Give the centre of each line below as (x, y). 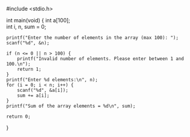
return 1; (29, 69)
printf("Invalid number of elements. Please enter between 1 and (101, 59)
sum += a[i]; (33, 96)
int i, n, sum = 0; (26, 27)
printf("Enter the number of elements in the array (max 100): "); (93, 38)
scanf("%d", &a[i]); (43, 90)
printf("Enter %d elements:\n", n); (52, 80)
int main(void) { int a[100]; (38, 20)
